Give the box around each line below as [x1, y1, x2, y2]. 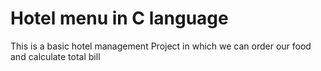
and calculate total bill [10, 50, 101, 62]
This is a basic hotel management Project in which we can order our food [10, 40, 312, 52]
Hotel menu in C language [10, 7, 229, 30]
